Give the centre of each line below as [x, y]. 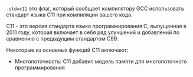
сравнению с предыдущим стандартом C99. [63, 38]
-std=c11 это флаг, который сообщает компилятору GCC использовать [95, 9]
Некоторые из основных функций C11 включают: [67, 50]
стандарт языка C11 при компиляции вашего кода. [69, 15]
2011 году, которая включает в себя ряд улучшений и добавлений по [93, 32]
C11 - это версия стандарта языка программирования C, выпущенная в [97, 26]
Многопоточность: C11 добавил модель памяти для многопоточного [101, 61]
